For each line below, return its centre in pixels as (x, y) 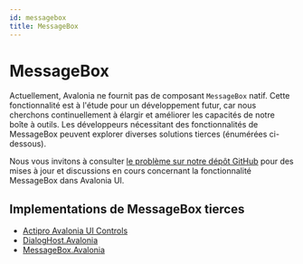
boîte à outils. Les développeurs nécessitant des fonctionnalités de (134, 125)
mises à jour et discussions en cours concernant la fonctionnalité (130, 171)
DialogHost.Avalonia (60, 240)
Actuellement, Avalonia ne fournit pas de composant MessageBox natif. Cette (150, 96)
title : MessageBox (44, 26)
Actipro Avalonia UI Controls (75, 231)
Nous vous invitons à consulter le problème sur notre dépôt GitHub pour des (151, 161)
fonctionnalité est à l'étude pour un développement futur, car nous (133, 106)
